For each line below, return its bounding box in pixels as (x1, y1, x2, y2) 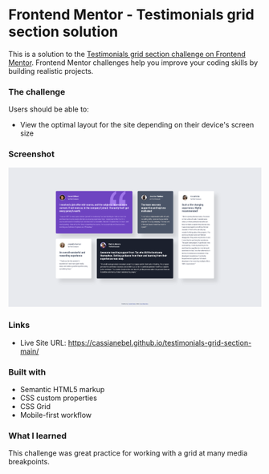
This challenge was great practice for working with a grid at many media (8, 448, 248, 458)
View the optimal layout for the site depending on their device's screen (19, 120, 255, 130)
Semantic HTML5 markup (19, 384, 105, 394)
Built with (8, 367, 47, 378)
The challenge (8, 86, 66, 97)
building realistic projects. (8, 66, 94, 75)
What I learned (8, 430, 67, 441)
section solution (8, 22, 119, 41)
